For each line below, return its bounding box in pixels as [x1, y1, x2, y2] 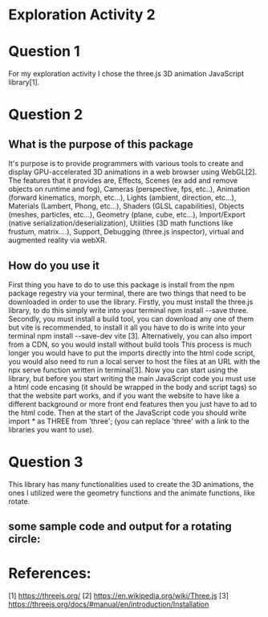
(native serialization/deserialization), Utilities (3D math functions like [8, 218, 233, 228]
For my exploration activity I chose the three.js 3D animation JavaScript [8, 69, 245, 79]
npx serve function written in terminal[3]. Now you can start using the [8, 365, 238, 375]
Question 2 [8, 106, 83, 124]
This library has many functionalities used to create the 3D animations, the [8, 479, 254, 489]
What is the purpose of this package [8, 137, 194, 151]
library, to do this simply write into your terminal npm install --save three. [8, 305, 249, 315]
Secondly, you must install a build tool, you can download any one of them [8, 314, 254, 323]
